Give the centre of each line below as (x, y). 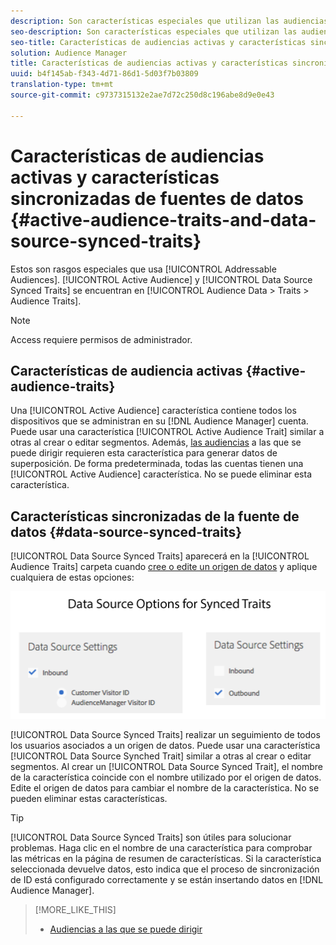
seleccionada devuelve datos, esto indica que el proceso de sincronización (165, 869)
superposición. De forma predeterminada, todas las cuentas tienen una (157, 464)
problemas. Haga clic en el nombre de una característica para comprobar (161, 848)
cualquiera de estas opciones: (72, 577)
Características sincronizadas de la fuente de (155, 516)
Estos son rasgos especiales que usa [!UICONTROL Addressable (143, 269)
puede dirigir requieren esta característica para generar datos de (144, 453)
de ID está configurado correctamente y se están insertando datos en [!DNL (167, 880)
